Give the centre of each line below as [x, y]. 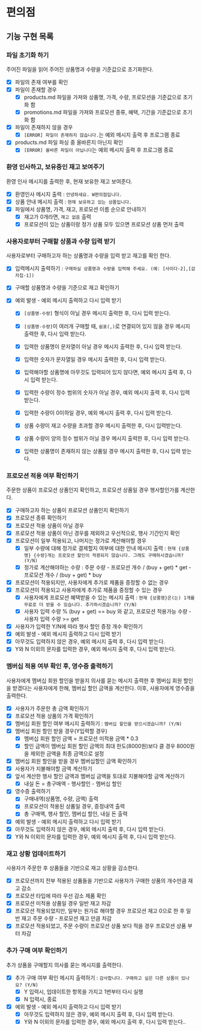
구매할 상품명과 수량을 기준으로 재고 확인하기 [67, 288]
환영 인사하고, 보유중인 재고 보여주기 [55, 167]
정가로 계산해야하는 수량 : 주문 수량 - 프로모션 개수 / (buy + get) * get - [107, 567]
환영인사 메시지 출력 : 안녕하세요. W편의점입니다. [68, 194]
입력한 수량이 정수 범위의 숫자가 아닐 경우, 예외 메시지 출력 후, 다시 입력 [107, 392]
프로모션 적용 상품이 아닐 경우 [49, 525]
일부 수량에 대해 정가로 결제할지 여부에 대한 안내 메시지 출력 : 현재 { [103, 548]
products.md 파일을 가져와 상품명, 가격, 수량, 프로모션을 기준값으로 [103, 97]
